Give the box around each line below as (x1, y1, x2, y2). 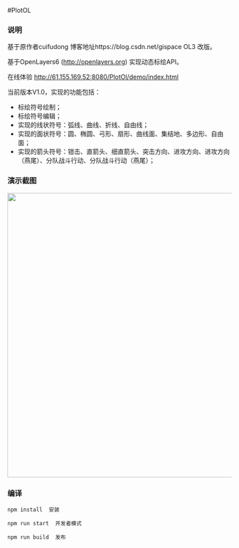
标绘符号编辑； (17, 112, 62, 120)
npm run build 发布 (7, 533, 66, 541)
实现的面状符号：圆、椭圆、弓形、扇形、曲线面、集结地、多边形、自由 (17, 129, 224, 138)
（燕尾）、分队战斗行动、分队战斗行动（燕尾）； (17, 156, 155, 165)
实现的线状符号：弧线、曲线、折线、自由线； (17, 121, 149, 129)
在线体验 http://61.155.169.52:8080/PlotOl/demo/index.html (7, 72, 179, 81)
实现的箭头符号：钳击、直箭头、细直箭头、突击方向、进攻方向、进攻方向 (17, 147, 230, 156)
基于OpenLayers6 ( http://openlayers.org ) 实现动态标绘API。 (7, 58, 183, 66)
